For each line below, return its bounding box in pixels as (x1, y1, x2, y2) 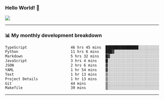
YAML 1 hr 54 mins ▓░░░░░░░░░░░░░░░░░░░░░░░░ (5, 67, 161, 72)
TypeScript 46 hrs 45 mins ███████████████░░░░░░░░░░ (5, 45, 161, 50)
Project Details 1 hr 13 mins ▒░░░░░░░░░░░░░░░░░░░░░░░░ (5, 76, 161, 82)
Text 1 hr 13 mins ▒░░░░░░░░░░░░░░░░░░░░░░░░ (5, 72, 161, 77)
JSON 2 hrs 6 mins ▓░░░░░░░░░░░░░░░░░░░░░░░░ (5, 63, 161, 68)
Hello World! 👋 (5, 4, 40, 11)
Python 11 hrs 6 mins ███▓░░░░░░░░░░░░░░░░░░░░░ (5, 50, 161, 54)
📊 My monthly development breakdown (5, 32, 102, 39)
